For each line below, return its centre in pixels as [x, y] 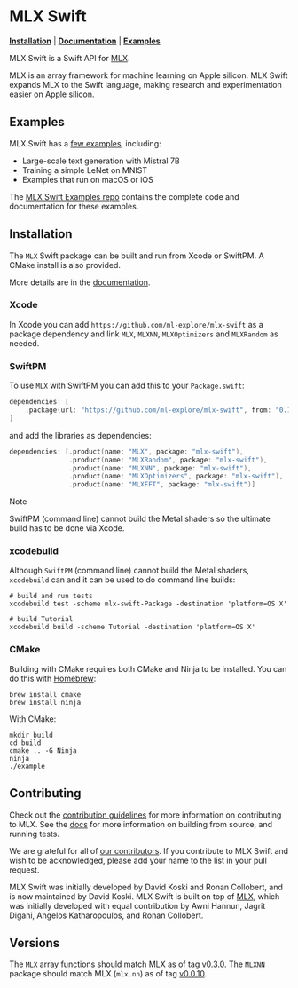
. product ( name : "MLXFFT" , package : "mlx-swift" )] [162, 485]
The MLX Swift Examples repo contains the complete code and [124, 196]
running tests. [35, 834]
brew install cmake [45, 694]
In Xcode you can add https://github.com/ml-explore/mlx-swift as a [136, 324]
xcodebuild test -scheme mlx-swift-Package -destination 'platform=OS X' [149, 604]
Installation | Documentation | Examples [85, 41]
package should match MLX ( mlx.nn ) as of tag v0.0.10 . [108, 974]
